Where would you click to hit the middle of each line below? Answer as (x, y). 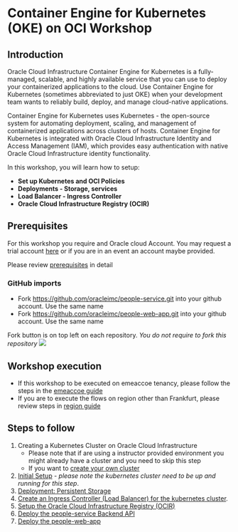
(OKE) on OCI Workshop (80, 28)
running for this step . (48, 483)
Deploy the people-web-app (59, 521)
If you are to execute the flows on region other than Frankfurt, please (119, 398)
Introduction (36, 54)
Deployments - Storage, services (67, 189)
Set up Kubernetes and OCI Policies (71, 181)
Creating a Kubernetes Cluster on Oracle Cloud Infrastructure (107, 445)
